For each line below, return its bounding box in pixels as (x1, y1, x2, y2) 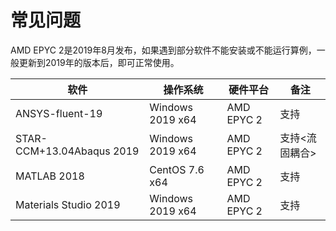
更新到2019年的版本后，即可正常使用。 (18, 56, 180, 68)
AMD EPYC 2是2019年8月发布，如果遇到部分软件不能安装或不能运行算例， (10, 44, 317, 56)
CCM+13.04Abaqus (15, 144, 111, 158)
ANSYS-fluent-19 (15, 106, 103, 120)
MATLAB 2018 (15, 169, 85, 183)
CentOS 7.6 (149, 162, 205, 176)
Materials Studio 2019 (15, 197, 121, 211)
